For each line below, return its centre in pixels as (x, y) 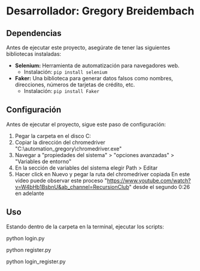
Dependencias (34, 33)
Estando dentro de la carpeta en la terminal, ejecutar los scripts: (85, 227)
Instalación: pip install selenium (66, 72)
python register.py (29, 249)
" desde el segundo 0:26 (160, 186)
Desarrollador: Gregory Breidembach (100, 11)
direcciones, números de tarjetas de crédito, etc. (75, 85)
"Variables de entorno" (43, 161)
